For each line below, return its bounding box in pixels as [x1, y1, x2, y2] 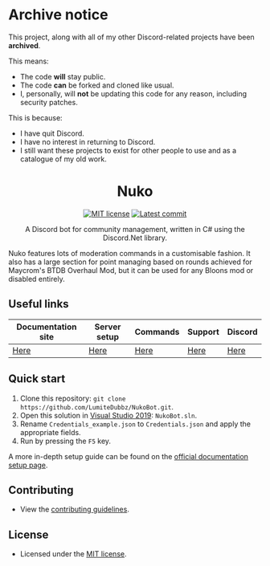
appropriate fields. [19, 427, 82, 437]
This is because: [8, 112, 63, 122]
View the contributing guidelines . [19, 504, 130, 515]
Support [187, 326, 219, 337]
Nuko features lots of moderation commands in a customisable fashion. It [8, 248, 251, 258]
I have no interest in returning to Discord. [19, 136, 156, 146]
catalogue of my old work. [19, 154, 107, 164]
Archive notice [8, 6, 108, 24]
